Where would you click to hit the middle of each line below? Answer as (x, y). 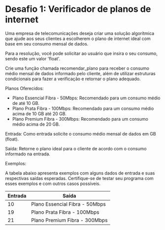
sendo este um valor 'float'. (33, 58)
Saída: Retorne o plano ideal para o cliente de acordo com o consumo (76, 148)
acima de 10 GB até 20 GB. (39, 114)
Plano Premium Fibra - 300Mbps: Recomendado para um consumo (80, 119)
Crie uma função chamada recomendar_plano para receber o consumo (77, 68)
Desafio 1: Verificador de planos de (78, 9)
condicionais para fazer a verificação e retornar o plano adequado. (73, 79)
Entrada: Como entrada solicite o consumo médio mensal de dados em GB (81, 134)
